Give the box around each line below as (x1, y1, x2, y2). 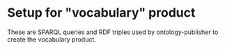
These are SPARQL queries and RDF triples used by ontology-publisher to (7, 28, 219, 36)
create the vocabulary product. (7, 35, 96, 43)
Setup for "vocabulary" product (7, 5, 196, 21)
